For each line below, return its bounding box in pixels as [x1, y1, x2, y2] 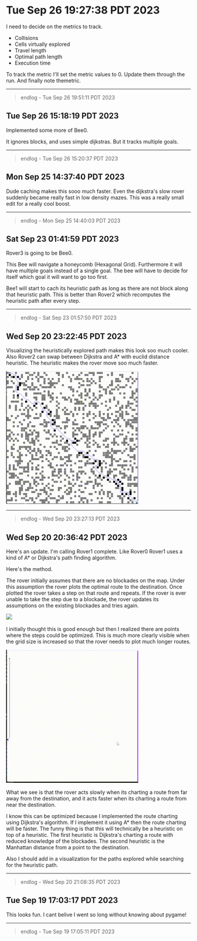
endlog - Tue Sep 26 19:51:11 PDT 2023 [20, 94, 116, 101]
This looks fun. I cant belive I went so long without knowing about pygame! [6, 911, 186, 918]
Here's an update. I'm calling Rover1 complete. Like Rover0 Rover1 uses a [6, 548, 183, 555]
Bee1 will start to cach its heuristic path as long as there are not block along [6, 285, 189, 292]
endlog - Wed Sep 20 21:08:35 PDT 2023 [20, 879, 121, 885]
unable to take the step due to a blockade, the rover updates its [6, 596, 159, 603]
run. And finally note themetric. [6, 77, 81, 84]
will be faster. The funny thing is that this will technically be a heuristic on [6, 825, 183, 832]
